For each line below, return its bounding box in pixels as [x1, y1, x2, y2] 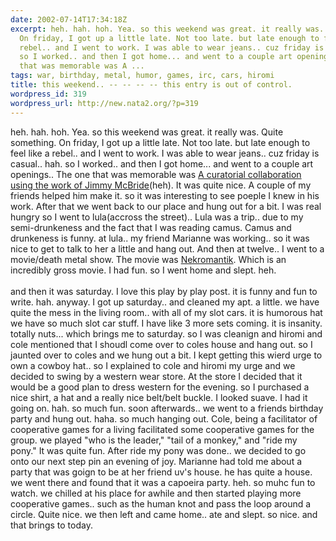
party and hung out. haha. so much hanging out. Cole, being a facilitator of [10, 412, 318, 425]
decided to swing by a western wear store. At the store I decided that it [10, 370, 303, 382]
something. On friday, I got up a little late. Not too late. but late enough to [10, 136, 311, 148]
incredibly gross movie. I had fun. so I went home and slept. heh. [10, 264, 277, 276]
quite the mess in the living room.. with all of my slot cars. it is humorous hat [10, 306, 323, 318]
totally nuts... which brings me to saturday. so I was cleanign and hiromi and [10, 327, 323, 340]
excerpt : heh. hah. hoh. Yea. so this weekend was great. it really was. [10, 24, 325, 34]
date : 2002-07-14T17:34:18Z [10, 14, 128, 25]
